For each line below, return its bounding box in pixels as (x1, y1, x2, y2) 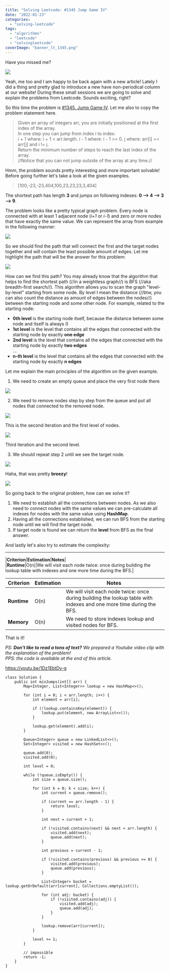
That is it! (5, 635, 25, 641)
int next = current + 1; (41, 817, 94, 822)
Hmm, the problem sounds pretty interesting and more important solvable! (5, 167, 160, 173)
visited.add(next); (50, 830, 92, 835)
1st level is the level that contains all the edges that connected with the (12, 326, 161, 332)
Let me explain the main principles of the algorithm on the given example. (5, 368, 158, 374)
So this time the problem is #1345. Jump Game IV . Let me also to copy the (5, 105, 159, 111)
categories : (5, 17, 30, 22)
